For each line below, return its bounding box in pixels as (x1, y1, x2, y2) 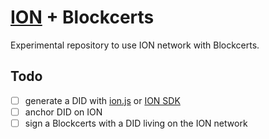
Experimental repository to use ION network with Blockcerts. (10, 39, 260, 51)
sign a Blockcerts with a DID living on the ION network (24, 117, 248, 129)
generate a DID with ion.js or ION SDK (24, 94, 181, 106)
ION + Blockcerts (10, 6, 155, 29)
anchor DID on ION (24, 106, 103, 118)
